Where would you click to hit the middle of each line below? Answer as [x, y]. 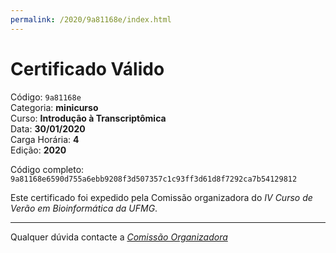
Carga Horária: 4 [45, 139]
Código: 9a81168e [46, 97]
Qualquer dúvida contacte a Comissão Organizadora [119, 237]
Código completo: [47, 169]
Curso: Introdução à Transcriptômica [88, 118]
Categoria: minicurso [54, 107]
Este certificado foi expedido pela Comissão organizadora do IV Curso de [161, 197]
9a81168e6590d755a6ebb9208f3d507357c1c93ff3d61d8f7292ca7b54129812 [154, 179]
